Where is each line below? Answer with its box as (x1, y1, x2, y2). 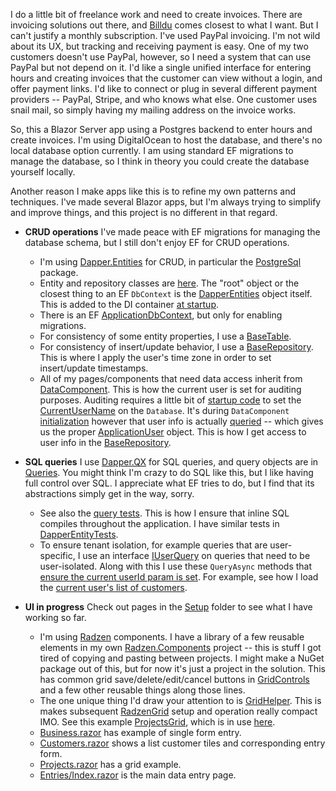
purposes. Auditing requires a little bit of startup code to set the (39, 394, 302, 406)
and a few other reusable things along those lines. (39, 684, 246, 696)
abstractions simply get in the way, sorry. (24, 488, 195, 499)
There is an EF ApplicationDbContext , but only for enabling (39, 309, 283, 321)
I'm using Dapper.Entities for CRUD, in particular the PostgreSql (39, 256, 302, 268)
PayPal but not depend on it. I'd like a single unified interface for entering (10, 62, 312, 73)
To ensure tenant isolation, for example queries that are (39, 539, 268, 551)
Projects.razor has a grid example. (39, 759, 182, 770)
